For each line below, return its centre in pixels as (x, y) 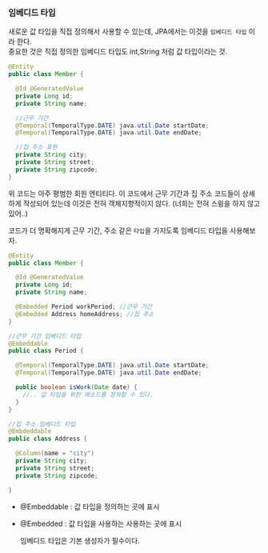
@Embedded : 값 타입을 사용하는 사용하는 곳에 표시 (101, 523)
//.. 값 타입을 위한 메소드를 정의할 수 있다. (88, 395)
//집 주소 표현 (36, 147)
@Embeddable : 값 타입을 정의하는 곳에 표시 (90, 507)
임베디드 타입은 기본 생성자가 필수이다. (80, 540)
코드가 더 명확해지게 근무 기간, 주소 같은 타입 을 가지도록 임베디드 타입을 (118, 230)
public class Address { (48, 439)
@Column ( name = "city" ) (55, 454)
